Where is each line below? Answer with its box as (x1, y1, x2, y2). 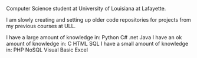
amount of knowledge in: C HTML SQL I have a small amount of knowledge (6, 40, 189, 47)
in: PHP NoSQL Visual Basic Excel (6, 46, 88, 53)
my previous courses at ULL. (6, 23, 76, 29)
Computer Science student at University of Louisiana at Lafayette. (6, 5, 166, 12)
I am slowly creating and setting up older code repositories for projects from (6, 16, 192, 23)
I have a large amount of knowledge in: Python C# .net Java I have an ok (6, 34, 182, 40)
